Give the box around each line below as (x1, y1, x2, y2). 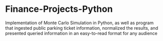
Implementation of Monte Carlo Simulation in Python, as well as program (5, 20, 154, 26)
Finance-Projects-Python (5, 3, 113, 15)
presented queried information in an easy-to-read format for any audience (5, 30, 158, 36)
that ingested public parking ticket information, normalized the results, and (5, 25, 159, 31)
